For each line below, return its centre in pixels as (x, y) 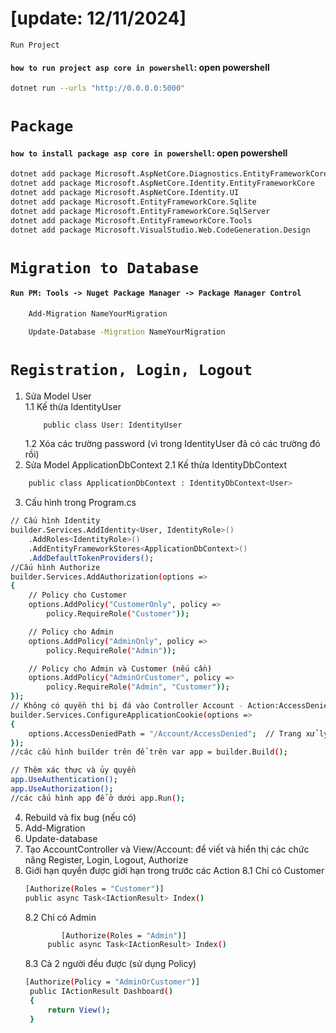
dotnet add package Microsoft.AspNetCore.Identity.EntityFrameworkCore (162, 183)
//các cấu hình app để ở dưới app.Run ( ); (98, 798)
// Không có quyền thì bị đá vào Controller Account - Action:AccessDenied (171, 706)
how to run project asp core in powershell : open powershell (140, 67)
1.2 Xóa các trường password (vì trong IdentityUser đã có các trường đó (172, 444)
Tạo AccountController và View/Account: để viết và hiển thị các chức (167, 849)
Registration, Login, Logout (131, 369)
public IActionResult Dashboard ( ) (101, 992)
